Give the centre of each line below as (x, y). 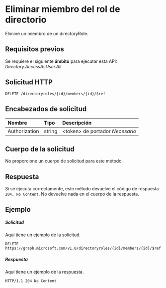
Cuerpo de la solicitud (40, 149)
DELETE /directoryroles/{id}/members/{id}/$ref (55, 94)
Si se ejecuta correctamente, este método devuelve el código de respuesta (82, 189)
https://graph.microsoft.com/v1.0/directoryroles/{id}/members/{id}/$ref (83, 248)
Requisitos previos (35, 49)
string (51, 132)
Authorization (23, 132)
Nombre (17, 123)
